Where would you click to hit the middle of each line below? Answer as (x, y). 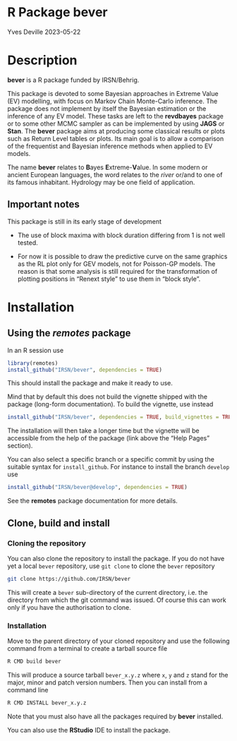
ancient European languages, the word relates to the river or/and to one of (115, 174)
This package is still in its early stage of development (85, 221)
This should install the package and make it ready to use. (90, 383)
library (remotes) (33, 363)
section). (20, 446)
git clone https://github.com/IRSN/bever (69, 579)
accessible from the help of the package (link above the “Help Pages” (109, 438)
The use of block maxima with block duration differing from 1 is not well (121, 235)
